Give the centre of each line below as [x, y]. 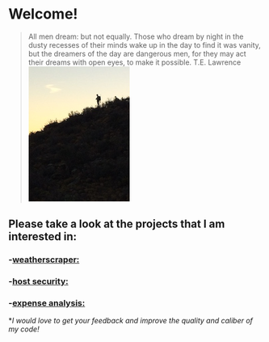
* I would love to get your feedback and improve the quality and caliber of [130, 321]
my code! [24, 329]
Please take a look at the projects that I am [117, 224]
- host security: [38, 281]
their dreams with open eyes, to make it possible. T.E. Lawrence [134, 62]
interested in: [43, 236]
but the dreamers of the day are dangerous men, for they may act [137, 53]
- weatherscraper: [44, 260]
